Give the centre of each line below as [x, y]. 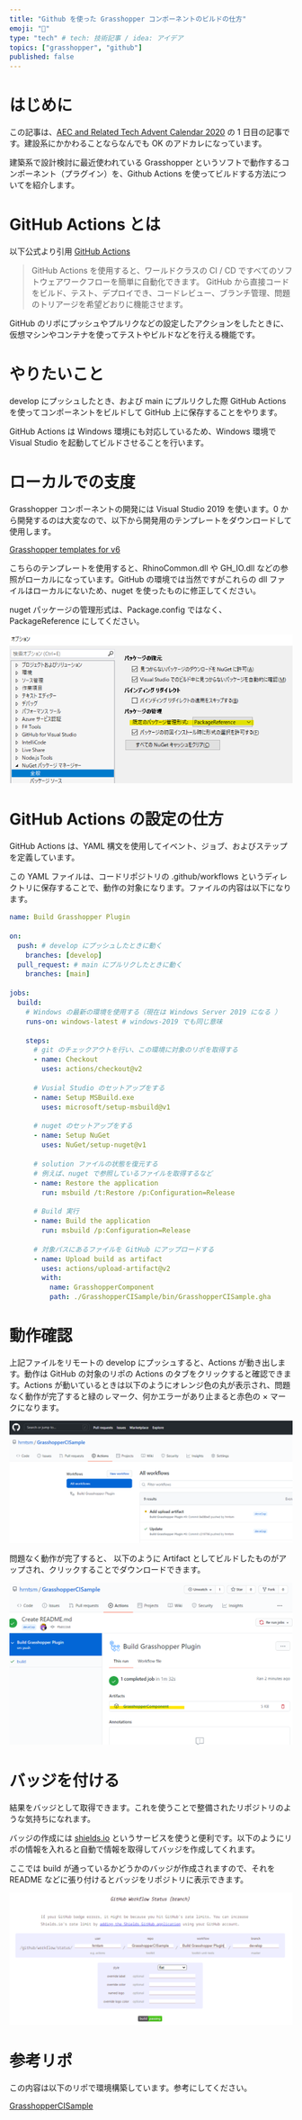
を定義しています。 [44, 857]
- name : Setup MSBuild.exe [84, 1097]
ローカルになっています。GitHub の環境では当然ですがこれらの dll [146, 579]
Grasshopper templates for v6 [65, 549]
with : [52, 1278]
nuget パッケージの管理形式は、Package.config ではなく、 [118, 609]
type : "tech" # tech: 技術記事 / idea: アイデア [97, 38]
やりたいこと [57, 374]
